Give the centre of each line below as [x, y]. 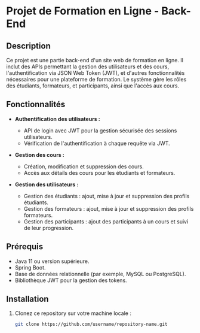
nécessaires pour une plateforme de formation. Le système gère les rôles [96, 79]
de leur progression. [48, 228]
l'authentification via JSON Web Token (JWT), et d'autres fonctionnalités [96, 73]
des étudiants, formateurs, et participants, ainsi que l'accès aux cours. [93, 86]
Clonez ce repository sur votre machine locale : [73, 313]
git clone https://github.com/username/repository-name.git [91, 325]
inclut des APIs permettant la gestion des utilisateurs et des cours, [87, 66]
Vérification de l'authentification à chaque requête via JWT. [97, 143]
